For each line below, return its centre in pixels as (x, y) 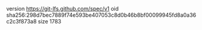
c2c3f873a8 (21, 21)
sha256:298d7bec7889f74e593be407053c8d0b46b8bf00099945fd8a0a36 (101, 15)
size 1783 (50, 21)
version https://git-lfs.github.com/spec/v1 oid (63, 9)
